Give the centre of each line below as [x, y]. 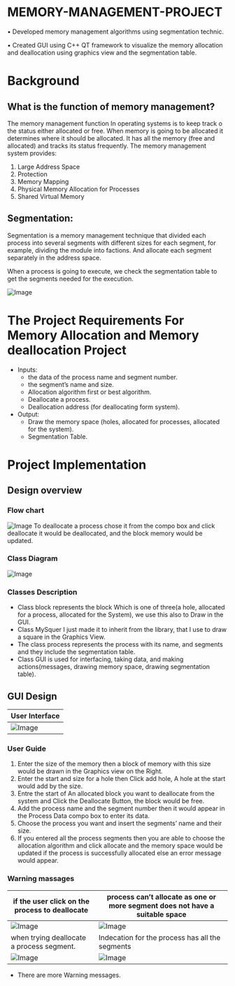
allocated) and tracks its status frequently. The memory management [107, 146]
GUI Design [32, 696]
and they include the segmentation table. [76, 652]
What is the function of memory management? [111, 107]
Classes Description [42, 592]
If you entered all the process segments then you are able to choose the [121, 838]
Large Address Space [49, 167]
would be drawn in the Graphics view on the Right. [90, 771]
